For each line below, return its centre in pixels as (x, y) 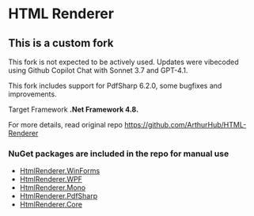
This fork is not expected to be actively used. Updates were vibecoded (123, 62)
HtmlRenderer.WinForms (60, 171)
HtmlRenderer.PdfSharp (59, 196)
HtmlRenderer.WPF (51, 180)
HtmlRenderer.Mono (52, 188)
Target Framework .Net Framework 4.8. (74, 109)
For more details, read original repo (65, 125)
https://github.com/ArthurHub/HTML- (185, 125)
